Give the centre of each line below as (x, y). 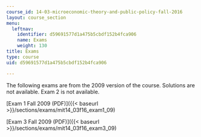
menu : (13, 23)
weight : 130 (32, 46)
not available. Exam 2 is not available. (53, 92)
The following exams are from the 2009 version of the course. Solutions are (101, 85)
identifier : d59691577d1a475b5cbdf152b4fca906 (77, 35)
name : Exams (32, 40)
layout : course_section (36, 18)
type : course (23, 57)
